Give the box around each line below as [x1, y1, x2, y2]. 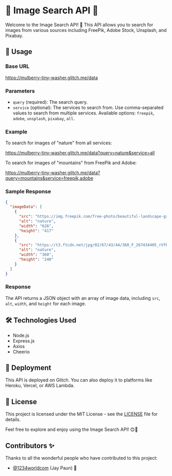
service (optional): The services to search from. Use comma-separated [12, 104, 164, 110]
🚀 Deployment [5, 364, 51, 372]
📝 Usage [5, 47, 32, 56]
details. [5, 416, 21, 423]
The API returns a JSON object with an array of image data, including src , [5, 295, 160, 301]
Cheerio [12, 349, 30, 355]
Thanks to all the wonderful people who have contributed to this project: [5, 455, 158, 461]
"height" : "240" [18, 257, 54, 262]
